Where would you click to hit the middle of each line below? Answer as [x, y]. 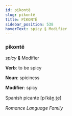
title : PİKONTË [21, 19]
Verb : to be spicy [23, 68]
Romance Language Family [34, 108]
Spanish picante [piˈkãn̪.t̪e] [33, 98]
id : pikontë [18, 10]
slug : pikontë [20, 15]
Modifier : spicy [21, 88]
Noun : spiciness [22, 78]
